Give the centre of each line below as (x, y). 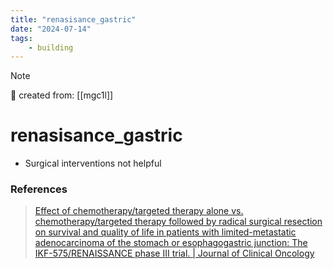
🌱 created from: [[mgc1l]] (62, 95)
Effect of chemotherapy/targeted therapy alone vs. (139, 211)
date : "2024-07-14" (51, 29)
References (39, 189)
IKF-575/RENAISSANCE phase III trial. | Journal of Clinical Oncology (174, 253)
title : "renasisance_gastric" (73, 19)
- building (51, 47)
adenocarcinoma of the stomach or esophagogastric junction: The (171, 243)
